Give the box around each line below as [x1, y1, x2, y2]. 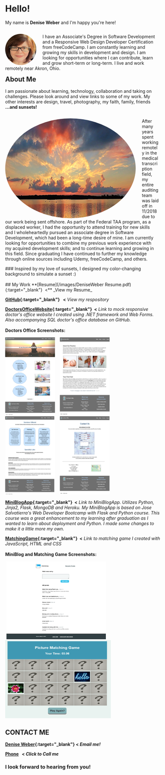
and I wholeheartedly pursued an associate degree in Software [5, 230, 134, 236]
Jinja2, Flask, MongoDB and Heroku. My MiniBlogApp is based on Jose [5, 505, 152, 511]
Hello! [5, 3, 30, 14]
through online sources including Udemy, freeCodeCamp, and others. [5, 256, 148, 262]
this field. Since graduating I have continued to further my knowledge [5, 251, 147, 257]
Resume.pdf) [104, 281, 132, 287]
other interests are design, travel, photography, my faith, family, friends [5, 99, 151, 105]
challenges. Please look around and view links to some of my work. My [5, 93, 151, 100]
